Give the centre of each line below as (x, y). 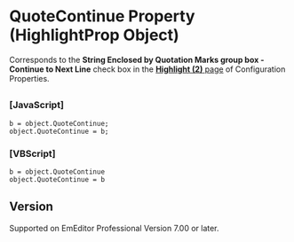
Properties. (30, 78)
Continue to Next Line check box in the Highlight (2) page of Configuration (147, 69)
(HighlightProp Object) (94, 35)
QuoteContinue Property (102, 16)
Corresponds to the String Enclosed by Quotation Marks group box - (137, 59)
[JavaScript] (37, 105)
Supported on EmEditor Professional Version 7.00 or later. (114, 228)
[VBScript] (32, 153)
